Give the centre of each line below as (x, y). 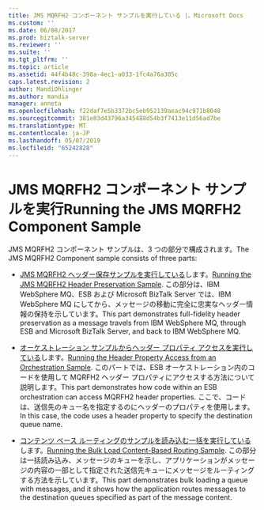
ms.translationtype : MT (47, 126)
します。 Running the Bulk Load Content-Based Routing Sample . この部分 (138, 451)
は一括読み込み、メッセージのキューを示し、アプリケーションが (123, 460)
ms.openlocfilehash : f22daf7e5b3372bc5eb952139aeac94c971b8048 (115, 111)
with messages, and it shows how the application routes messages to (133, 489)
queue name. (41, 425)
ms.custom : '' (32, 23)
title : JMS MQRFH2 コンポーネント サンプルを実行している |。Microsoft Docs (126, 15)
